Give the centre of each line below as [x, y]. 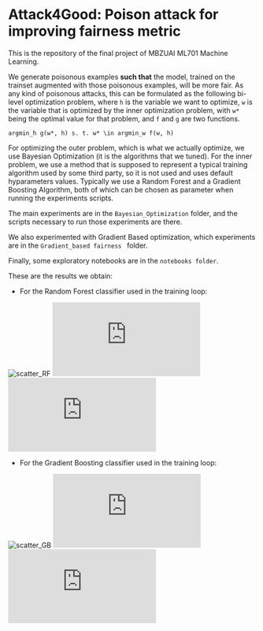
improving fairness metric [94, 31]
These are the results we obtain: [60, 276]
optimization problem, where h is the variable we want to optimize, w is [139, 102]
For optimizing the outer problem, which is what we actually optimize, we [126, 147]
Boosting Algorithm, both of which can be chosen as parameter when [121, 189]
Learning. [24, 62]
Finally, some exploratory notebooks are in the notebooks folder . [113, 260]
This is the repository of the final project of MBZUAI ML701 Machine [118, 53]
